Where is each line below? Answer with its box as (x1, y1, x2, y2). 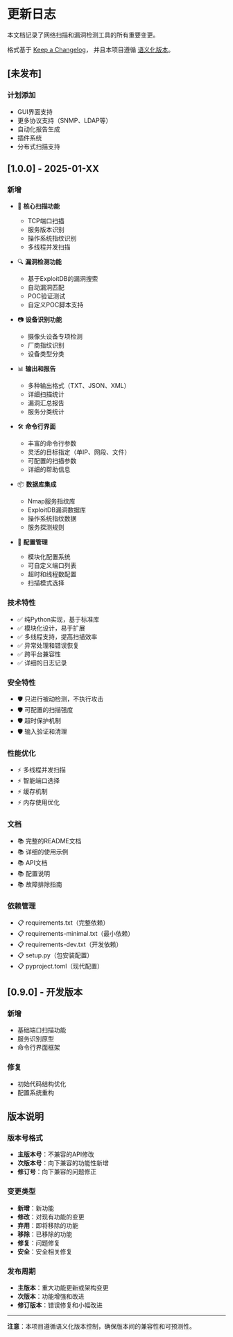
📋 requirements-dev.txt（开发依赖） (17, 940, 123, 948)
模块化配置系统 (27, 553, 71, 561)
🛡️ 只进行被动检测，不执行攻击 (17, 695, 104, 703)
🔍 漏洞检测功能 (17, 258, 62, 266)
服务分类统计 (27, 407, 64, 416)
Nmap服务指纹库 (27, 497, 76, 505)
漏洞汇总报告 (27, 399, 64, 407)
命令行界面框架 (17, 1044, 60, 1052)
